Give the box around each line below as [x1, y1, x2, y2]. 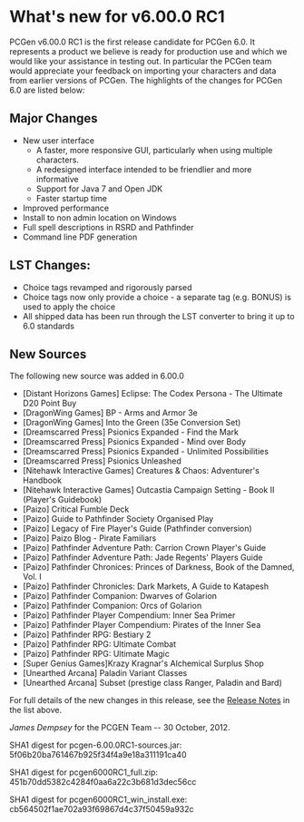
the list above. [9, 705, 62, 716]
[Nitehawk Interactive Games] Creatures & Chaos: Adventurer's [22, 465, 260, 476]
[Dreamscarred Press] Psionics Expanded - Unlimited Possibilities [22, 446, 270, 457]
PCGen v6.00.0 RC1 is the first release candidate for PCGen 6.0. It [9, 36, 256, 47]
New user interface [22, 134, 95, 146]
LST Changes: [9, 258, 91, 273]
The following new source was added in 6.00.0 [9, 370, 184, 382]
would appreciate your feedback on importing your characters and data [9, 65, 277, 76]
